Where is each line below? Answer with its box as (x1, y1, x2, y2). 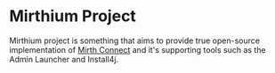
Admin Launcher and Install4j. (9, 54, 118, 64)
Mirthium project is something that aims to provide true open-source (9, 35, 261, 46)
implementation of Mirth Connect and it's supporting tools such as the (9, 44, 266, 55)
